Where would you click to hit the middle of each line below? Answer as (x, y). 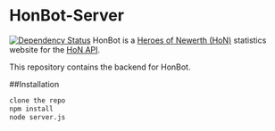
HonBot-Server (67, 16)
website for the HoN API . (55, 49)
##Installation (34, 84)
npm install (31, 109)
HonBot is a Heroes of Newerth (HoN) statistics (179, 40)
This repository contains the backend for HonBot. (100, 67)
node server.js (37, 117)
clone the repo (37, 100)
